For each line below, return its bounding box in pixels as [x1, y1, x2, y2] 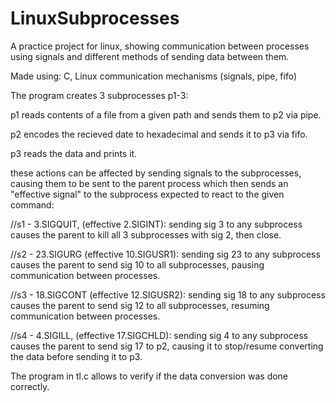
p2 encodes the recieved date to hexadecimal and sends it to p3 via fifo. [10, 128, 308, 140]
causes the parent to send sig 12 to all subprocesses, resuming [10, 299, 270, 311]
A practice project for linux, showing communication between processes [10, 40, 310, 52]
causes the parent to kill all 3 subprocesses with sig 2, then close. [10, 228, 282, 241]
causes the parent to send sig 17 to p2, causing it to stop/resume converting [10, 340, 324, 352]
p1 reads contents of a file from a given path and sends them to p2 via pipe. [10, 108, 322, 121]
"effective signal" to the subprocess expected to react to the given [10, 188, 285, 200]
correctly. [10, 380, 50, 392]
